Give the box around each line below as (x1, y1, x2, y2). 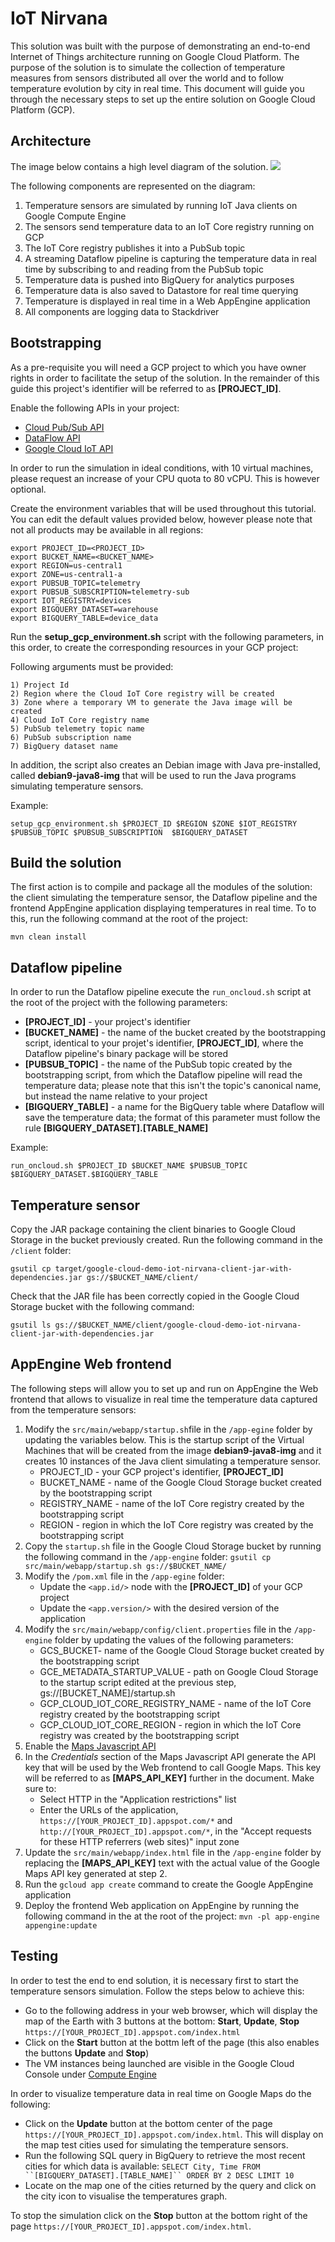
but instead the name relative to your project (24, 1090, 208, 1102)
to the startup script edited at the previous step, (39, 1676, 237, 1688)
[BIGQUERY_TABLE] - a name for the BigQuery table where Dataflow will (24, 1101, 325, 1113)
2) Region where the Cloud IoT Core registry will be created (10, 688, 275, 699)
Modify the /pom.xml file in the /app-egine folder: (24, 1570, 225, 1582)
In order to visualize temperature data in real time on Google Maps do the (10, 2087, 312, 2099)
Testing (10, 1948, 59, 1965)
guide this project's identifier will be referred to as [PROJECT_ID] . (10, 382, 282, 394)
